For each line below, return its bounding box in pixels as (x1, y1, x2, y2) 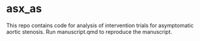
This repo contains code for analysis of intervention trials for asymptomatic (6, 22, 194, 29)
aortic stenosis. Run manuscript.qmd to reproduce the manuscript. (6, 28, 173, 35)
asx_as (6, 2, 42, 16)
